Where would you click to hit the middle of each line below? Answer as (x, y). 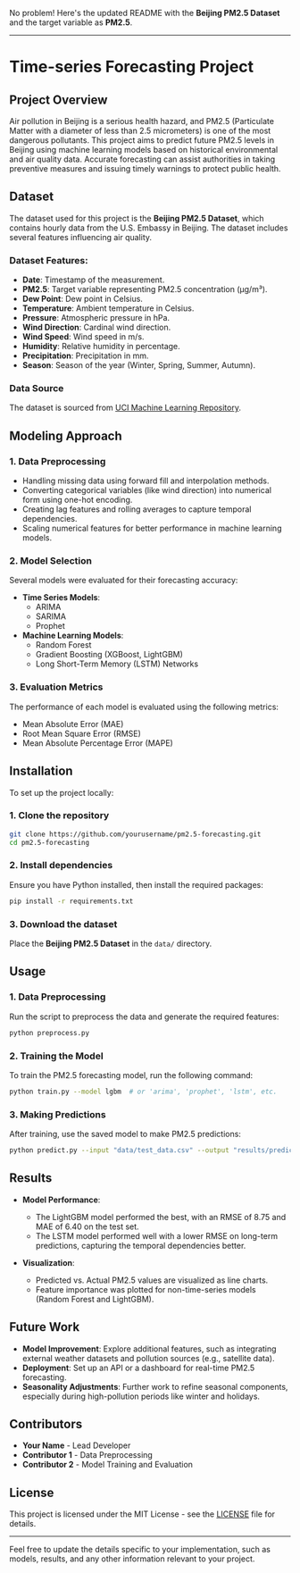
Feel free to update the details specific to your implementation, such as (140, 1550)
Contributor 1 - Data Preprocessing (87, 1455)
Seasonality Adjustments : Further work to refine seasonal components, (155, 1386)
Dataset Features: (49, 260)
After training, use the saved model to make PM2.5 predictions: (125, 1134)
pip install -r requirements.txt (71, 901)
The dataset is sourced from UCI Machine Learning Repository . (125, 408)
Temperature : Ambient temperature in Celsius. (108, 308)
